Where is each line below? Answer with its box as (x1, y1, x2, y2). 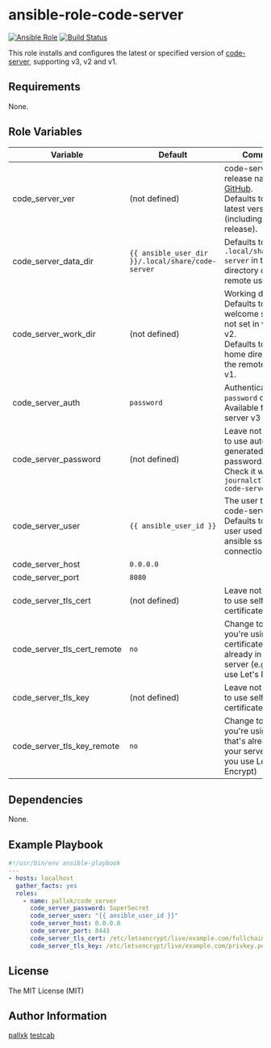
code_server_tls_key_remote (12, 740, 120, 751)
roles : (15, 889, 38, 898)
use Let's (224, 668, 260, 680)
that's (224, 735, 246, 747)
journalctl (224, 475, 266, 485)
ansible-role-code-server (8, 6, 184, 24)
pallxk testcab (8, 1030, 55, 1040)
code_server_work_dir (12, 328, 96, 339)
